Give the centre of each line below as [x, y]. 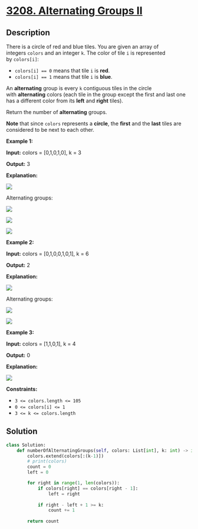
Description [28, 33]
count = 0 [39, 467]
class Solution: [26, 445]
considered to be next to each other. [50, 130]
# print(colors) [47, 461]
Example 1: [20, 141]
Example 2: [20, 242]
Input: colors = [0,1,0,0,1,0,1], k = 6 [48, 254]
